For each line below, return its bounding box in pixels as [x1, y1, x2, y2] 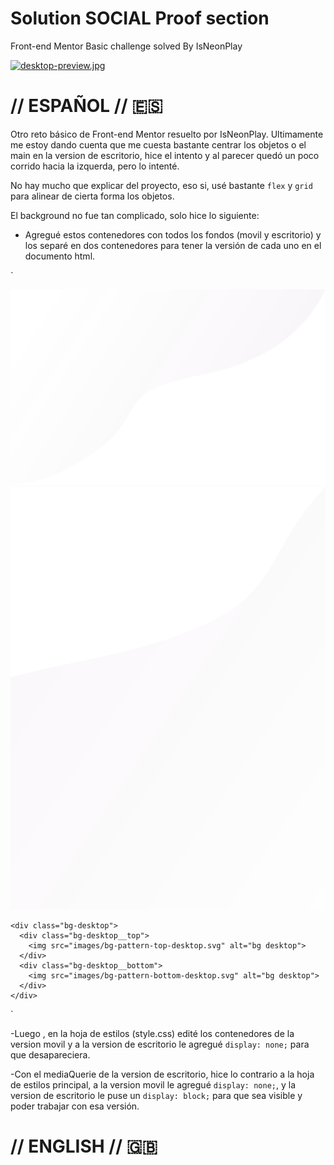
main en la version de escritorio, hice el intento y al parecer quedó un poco [10, 149, 320, 161]
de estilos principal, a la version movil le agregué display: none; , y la [10, 1078, 297, 1091]
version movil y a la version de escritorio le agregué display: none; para [10, 1038, 310, 1050]
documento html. [24, 250, 96, 262]
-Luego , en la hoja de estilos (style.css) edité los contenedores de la [10, 1027, 295, 1039]
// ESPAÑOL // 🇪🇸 [10, 95, 163, 117]
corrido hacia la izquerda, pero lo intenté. [10, 160, 180, 172]
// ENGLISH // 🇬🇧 [10, 1135, 158, 1157]
